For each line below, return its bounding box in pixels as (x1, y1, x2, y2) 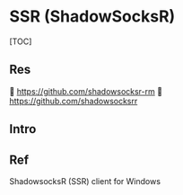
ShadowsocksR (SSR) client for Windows (9, 175, 161, 186)
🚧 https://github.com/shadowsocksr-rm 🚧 (9, 85, 163, 96)
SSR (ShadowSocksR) (9, 6, 176, 27)
